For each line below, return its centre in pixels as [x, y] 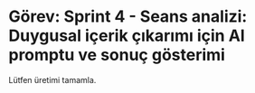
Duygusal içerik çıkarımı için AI [127, 36]
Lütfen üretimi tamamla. [52, 79]
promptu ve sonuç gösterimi [117, 55]
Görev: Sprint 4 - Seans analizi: [128, 17]
